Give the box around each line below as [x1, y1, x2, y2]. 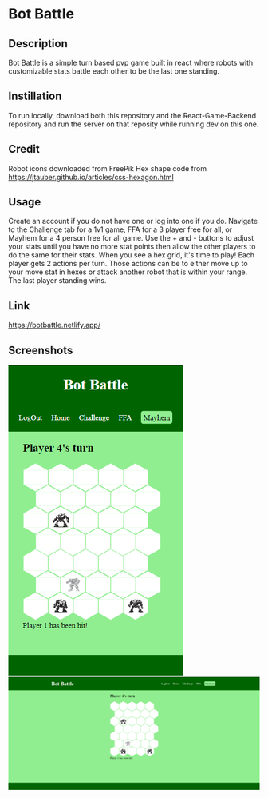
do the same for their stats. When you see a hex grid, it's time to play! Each [8, 250, 255, 260]
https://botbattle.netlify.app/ [8, 321, 101, 330]
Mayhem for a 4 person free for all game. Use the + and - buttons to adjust [8, 233, 254, 243]
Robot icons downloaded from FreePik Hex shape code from [8, 163, 207, 173]
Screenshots [8, 343, 73, 357]
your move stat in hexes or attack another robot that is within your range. [8, 267, 248, 277]
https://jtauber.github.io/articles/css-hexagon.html [8, 172, 174, 182]
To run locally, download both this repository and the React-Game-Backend [8, 110, 257, 120]
